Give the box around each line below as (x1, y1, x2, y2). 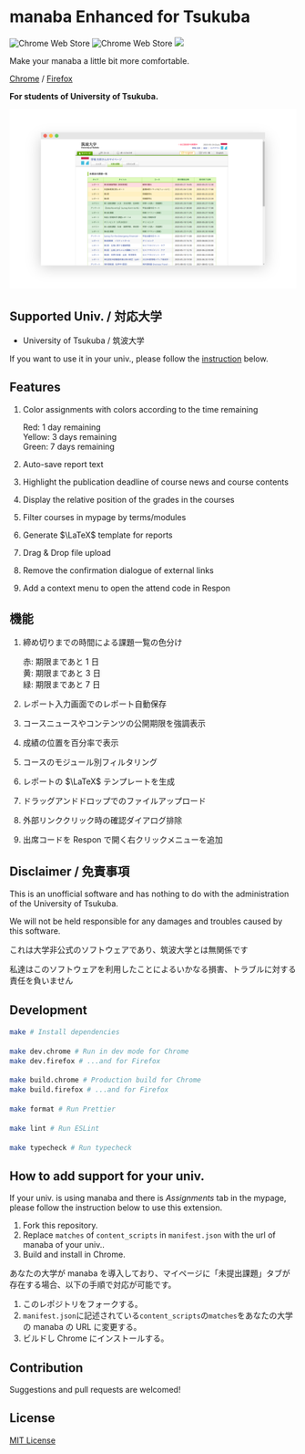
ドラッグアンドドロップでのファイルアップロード (22, 796, 207, 807)
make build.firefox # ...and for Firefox (9, 1085, 169, 1094)
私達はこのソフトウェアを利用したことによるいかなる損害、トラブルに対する (9, 964, 297, 975)
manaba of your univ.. (22, 1240, 105, 1250)
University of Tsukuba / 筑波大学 (22, 335, 145, 346)
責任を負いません (9, 975, 74, 987)
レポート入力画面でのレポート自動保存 (22, 698, 167, 709)
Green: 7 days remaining (22, 441, 116, 452)
